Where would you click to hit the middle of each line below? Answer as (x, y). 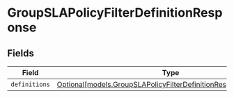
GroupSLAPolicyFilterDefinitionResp (115, 13)
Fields (21, 53)
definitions (31, 84)
